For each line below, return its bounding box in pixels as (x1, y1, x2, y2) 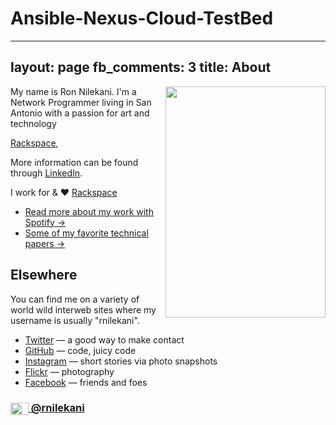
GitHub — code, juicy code (24, 344, 137, 356)
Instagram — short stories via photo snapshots (24, 355, 218, 367)
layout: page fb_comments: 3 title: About (10, 59, 272, 76)
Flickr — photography (24, 365, 115, 377)
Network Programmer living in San (10, 96, 152, 108)
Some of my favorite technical (24, 227, 149, 239)
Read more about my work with (24, 205, 154, 217)
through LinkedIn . (10, 167, 83, 179)
